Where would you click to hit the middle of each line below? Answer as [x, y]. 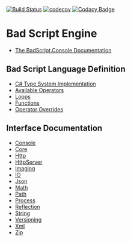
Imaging [25, 168]
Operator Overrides [39, 109]
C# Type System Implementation [55, 84]
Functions [27, 103]
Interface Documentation [54, 129]
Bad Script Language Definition [66, 69]
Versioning [28, 219]
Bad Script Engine [52, 34]
